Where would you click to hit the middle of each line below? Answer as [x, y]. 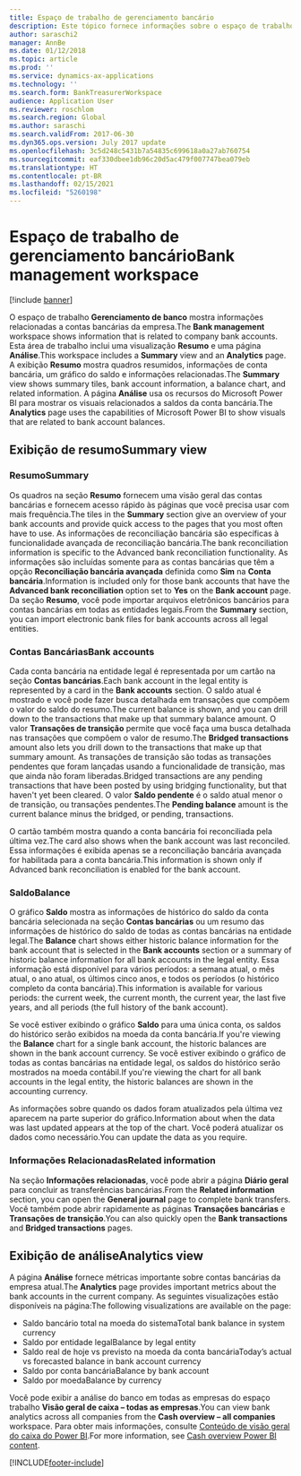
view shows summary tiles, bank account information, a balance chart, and [148, 384]
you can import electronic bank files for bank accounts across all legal [139, 618]
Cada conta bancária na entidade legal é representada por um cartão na [142, 671]
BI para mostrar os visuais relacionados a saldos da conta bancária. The [141, 402]
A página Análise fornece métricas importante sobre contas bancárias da [145, 1277]
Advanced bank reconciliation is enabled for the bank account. [125, 869]
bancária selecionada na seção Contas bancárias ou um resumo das [137, 922]
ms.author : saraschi [48, 126]
